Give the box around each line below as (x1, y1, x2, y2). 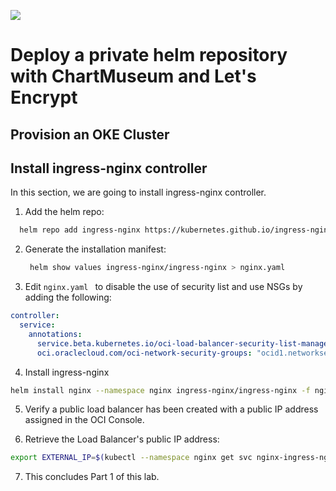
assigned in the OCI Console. (24, 414, 145, 426)
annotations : (28, 329, 83, 339)
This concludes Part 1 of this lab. (24, 471, 160, 483)
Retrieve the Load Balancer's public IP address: (24, 433, 220, 445)
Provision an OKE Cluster (10, 126, 170, 143)
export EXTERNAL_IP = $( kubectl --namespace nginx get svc (10, 453, 253, 463)
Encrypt (10, 86, 78, 109)
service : (19, 320, 56, 330)
